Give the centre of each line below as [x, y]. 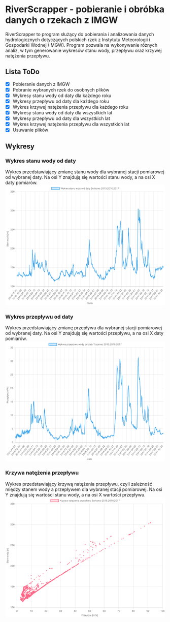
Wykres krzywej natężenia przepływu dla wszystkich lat [71, 124]
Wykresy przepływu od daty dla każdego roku [61, 101]
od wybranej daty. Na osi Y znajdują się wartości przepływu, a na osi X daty [84, 333]
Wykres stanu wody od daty [41, 161]
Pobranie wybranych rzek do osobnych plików [61, 89]
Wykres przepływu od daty [39, 317]
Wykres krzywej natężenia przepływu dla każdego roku [70, 107]
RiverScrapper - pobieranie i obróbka [85, 9]
